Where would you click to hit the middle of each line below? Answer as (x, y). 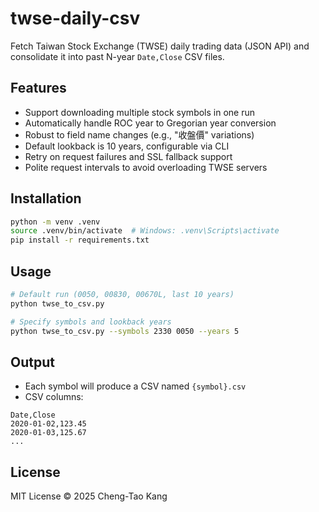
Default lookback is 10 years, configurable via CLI (127, 146)
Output (32, 362)
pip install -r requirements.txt (80, 240)
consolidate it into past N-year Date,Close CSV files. (117, 56)
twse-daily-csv (75, 18)
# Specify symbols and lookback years (91, 322)
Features (38, 88)
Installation (46, 198)
